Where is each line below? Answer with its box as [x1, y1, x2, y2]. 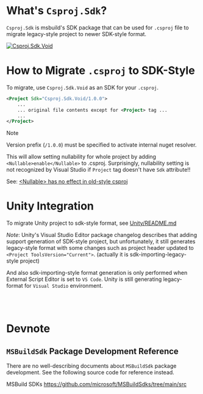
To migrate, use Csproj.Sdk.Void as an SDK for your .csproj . [6, 84, 159, 91]
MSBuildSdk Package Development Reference [6, 346, 179, 356]
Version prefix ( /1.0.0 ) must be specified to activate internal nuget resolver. [6, 141, 197, 148]
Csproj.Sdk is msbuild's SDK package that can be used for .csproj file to [6, 24, 189, 31]
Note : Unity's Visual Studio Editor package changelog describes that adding [6, 232, 197, 239]
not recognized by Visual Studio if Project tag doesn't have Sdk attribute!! [6, 166, 191, 173]
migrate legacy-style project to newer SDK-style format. [6, 30, 147, 37]
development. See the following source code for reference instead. [6, 369, 175, 376]
